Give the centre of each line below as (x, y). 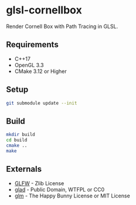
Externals (24, 169)
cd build (17, 140)
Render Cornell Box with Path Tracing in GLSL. (62, 26)
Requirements (32, 45)
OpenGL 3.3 (29, 65)
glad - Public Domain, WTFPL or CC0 (59, 189)
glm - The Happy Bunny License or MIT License (72, 196)
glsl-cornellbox (44, 10)
